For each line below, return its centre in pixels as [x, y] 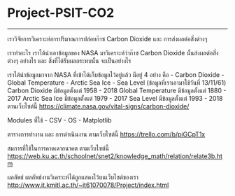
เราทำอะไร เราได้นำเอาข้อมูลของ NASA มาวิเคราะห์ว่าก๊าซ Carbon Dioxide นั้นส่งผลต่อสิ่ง [113, 52]
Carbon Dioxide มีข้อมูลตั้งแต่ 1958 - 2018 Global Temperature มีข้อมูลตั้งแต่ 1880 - [117, 90]
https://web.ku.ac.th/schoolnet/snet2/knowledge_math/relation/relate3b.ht [115, 156]
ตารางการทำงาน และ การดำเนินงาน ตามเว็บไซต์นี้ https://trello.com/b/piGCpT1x [106, 134]
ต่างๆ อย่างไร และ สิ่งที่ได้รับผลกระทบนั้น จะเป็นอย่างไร [69, 60]
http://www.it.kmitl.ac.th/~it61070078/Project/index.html [88, 185]
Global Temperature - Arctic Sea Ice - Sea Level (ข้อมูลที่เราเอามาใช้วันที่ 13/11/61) [117, 83]
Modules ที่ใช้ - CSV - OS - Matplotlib [59, 120]
